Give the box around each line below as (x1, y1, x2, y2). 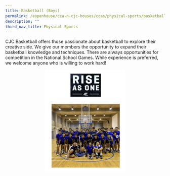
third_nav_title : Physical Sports (5, 24, 78, 29)
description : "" (5, 19, 39, 24)
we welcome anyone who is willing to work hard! (5, 60, 106, 66)
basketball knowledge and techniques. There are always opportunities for (5, 49, 159, 55)
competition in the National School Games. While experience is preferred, (5, 54, 158, 61)
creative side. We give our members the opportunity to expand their (5, 44, 147, 50)
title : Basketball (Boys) (5, 8, 60, 13)
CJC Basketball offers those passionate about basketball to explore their (5, 38, 156, 45)
